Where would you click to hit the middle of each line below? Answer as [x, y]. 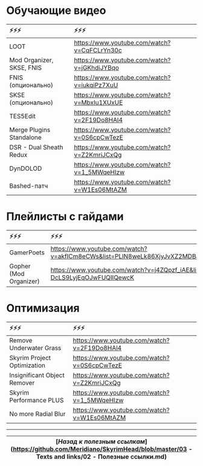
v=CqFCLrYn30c [98, 50]
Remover [22, 382]
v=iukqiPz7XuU [96, 85]
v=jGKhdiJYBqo [97, 67]
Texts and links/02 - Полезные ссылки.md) [101, 456]
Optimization [27, 365]
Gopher [20, 266]
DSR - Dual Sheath [36, 147]
